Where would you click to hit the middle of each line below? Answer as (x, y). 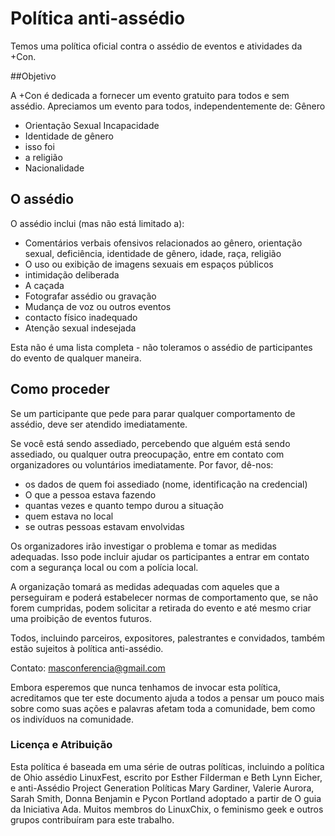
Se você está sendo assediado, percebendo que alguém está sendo (150, 443)
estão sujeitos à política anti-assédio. (87, 648)
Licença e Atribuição (61, 745)
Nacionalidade (54, 168)
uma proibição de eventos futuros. (81, 618)
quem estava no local (69, 516)
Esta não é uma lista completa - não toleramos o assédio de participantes (161, 347)
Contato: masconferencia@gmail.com (88, 668)
